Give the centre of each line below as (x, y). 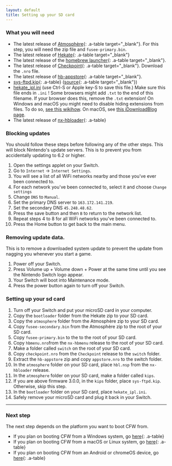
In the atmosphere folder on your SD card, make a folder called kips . (84, 375)
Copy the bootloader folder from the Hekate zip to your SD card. (81, 315)
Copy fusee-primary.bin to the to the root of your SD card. (75, 337)
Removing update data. (35, 238)
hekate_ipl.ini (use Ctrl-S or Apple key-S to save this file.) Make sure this (89, 87)
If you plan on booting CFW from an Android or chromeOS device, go (86, 452)
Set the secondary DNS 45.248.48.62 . (53, 208)
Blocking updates (28, 133)
